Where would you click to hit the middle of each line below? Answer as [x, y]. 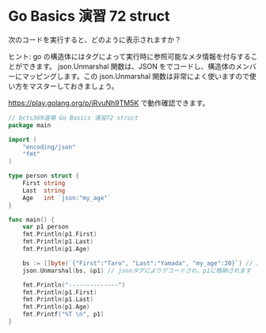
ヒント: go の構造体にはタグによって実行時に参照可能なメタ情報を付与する [129, 56]
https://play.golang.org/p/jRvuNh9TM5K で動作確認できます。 [109, 103]
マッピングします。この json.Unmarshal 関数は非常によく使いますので [135, 76]
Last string [44, 191]
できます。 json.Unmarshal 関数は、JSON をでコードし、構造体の [129, 66]
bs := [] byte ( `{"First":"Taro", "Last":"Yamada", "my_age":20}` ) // [138, 263]
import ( [23, 139]
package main [30, 125]
